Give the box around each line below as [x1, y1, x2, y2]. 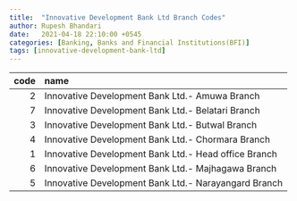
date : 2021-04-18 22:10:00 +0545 [9, 29, 142, 38]
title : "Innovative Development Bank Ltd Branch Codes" [9, 13, 226, 22]
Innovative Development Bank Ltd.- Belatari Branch [44, 105, 261, 117]
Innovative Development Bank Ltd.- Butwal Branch [44, 119, 258, 131]
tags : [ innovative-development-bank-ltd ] [9, 46, 166, 55]
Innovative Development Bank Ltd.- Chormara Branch [44, 133, 271, 146]
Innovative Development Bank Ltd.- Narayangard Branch [44, 177, 284, 189]
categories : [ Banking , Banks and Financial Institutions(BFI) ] [9, 38, 250, 47]
